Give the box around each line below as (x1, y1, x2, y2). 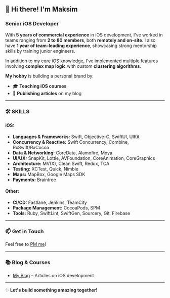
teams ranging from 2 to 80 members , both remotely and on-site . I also (5, 37, 156, 43)
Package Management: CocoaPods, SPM (12, 205, 100, 211)
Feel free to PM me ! (5, 241, 47, 247)
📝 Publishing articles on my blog (12, 90, 82, 96)
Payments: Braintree (12, 177, 57, 183)
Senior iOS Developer (5, 20, 59, 27)
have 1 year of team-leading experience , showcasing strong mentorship (5, 42, 157, 49)
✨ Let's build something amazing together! (5, 287, 98, 293)
